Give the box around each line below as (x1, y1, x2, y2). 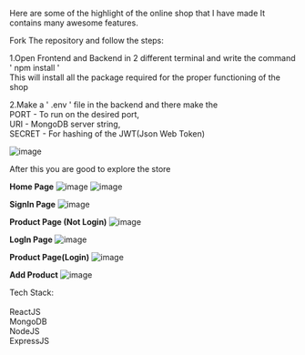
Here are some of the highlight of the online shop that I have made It (9, 8, 266, 18)
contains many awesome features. (9, 17, 138, 28)
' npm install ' (9, 63, 60, 73)
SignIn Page (9, 199, 56, 209)
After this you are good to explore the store (9, 164, 171, 174)
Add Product (9, 269, 59, 280)
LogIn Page (9, 234, 53, 245)
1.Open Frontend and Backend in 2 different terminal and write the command (9, 53, 296, 63)
